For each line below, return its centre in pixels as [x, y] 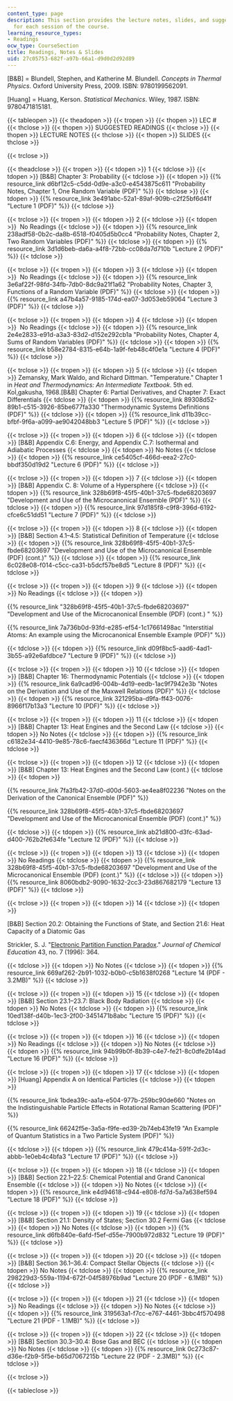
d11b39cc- [196, 414]
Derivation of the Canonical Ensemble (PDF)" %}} [78, 797]
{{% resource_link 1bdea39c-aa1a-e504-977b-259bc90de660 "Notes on [111, 1100]
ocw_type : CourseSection [43, 46]
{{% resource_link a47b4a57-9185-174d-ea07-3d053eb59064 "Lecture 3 [112, 299]
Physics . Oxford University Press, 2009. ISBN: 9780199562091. [98, 86]
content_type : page [35, 14]
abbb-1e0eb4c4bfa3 [37, 1156]
